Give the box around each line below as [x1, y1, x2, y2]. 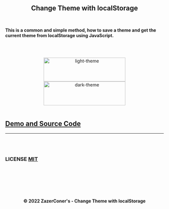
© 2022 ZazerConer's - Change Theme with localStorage [23, 198, 146, 204]
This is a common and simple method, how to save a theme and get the [5, 27, 156, 33]
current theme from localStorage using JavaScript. [5, 32, 114, 38]
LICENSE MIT [5, 155, 38, 162]
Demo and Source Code [5, 120, 81, 128]
